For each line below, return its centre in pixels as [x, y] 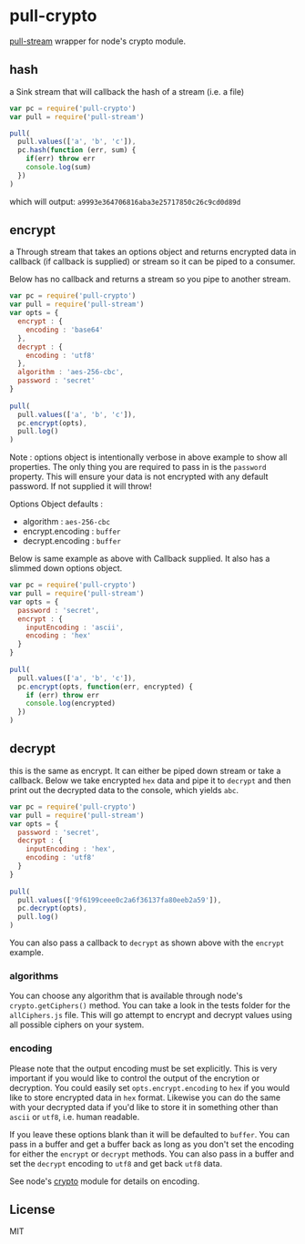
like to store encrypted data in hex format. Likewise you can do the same [145, 1097]
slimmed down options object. [66, 568]
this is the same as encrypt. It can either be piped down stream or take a [145, 770]
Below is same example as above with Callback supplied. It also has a [140, 559]
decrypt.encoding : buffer [71, 541]
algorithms [34, 975]
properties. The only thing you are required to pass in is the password [138, 467]
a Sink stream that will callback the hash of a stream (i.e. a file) [127, 91]
